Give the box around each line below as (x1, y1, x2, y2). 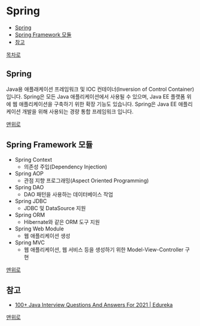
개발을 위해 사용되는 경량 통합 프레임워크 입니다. (21, 107, 134, 115)
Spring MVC (14, 239, 45, 246)
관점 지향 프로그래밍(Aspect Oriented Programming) (23, 177, 149, 184)
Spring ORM (14, 211, 45, 219)
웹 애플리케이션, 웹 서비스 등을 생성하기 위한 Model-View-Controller (23, 246, 184, 253)
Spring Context (14, 156, 53, 163)
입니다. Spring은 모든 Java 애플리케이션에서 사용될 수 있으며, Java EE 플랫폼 (6, 93, 186, 100)
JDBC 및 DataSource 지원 (23, 204, 86, 211)
